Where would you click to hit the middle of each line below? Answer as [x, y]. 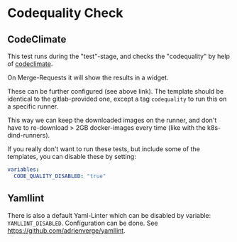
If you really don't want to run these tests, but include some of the [104, 149]
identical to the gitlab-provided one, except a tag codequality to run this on [117, 99]
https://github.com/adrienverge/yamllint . [66, 230]
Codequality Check [65, 13]
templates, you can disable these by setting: [72, 156]
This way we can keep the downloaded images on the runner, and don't [112, 120]
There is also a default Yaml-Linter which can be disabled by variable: [109, 215]
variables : [23, 170]
